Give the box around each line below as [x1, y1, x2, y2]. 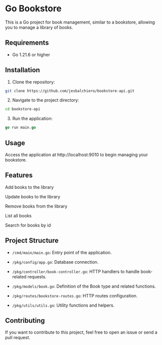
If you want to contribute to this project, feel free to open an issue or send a [5, 329, 158, 335]
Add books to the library [5, 184, 54, 190]
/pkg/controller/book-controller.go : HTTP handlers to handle [12, 268, 139, 274]
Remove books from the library [5, 203, 68, 209]
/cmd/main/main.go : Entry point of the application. [12, 249, 112, 255]
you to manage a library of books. [5, 24, 73, 30]
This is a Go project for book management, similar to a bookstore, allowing [5, 19, 155, 25]
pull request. [5, 335, 30, 341]
